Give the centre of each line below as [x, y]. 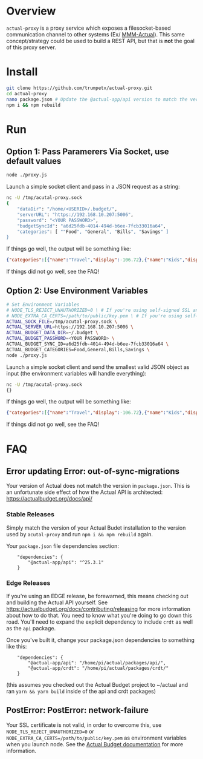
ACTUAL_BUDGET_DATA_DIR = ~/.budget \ [52, 333]
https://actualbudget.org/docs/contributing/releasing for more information [98, 609]
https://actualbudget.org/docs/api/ [49, 499]
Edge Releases [28, 582]
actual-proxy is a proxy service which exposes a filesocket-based [89, 28]
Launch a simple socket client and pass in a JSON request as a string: [93, 187]
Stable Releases [30, 514]
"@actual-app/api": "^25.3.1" [66, 562]
